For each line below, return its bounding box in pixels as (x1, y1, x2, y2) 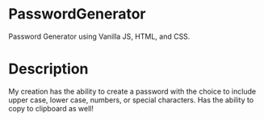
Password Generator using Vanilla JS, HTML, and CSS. (8, 31, 191, 41)
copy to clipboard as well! (8, 103, 94, 113)
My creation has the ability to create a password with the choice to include (8, 86, 257, 96)
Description (8, 60, 89, 78)
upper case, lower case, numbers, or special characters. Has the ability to (8, 94, 254, 105)
